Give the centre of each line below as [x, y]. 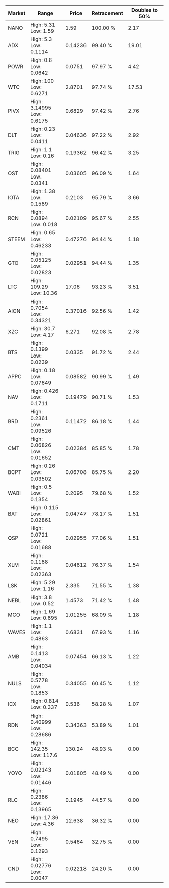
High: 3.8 [41, 597]
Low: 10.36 [44, 293]
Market [17, 13]
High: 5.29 [43, 583]
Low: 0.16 [42, 156]
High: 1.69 [43, 611]
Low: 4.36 [42, 824]
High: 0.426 [44, 391]
